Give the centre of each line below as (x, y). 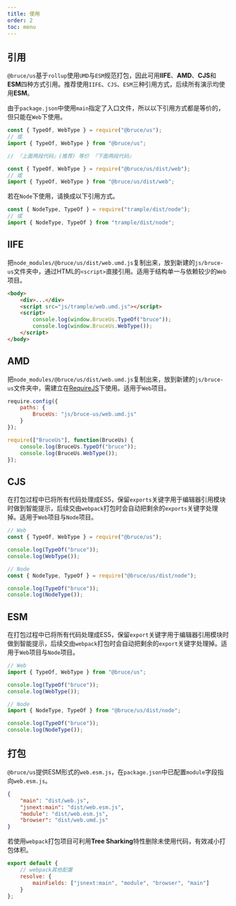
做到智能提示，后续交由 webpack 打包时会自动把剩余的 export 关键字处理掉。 (114, 644)
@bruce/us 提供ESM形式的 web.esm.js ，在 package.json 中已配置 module (106, 771)
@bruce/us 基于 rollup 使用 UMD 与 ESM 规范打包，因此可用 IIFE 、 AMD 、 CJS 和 (112, 75)
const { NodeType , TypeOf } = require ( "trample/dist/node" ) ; (99, 210)
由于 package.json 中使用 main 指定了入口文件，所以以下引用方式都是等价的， (116, 108)
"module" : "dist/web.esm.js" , (64, 814)
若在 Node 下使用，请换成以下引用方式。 (63, 196)
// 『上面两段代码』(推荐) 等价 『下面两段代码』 (71, 156)
